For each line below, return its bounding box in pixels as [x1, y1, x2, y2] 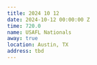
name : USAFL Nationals [7, 28, 72, 36]
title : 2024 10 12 [7, 9, 59, 17]
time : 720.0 [7, 22, 41, 29]
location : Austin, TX [7, 41, 69, 48]
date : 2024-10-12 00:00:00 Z [7, 16, 90, 23]
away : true [7, 35, 38, 42]
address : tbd [7, 48, 44, 55]
